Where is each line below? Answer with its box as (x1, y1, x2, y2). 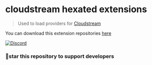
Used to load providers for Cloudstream (17, 20, 101, 26)
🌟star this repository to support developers (5, 52, 114, 59)
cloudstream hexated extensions (5, 4, 147, 15)
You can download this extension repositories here (5, 30, 112, 36)
